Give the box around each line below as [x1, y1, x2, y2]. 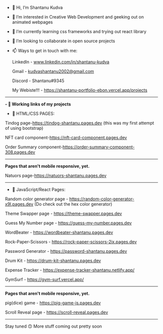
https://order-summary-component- [62, 144, 135, 150]
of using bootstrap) [5, 125, 44, 131]
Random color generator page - [5, 196, 68, 202]
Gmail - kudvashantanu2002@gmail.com [12, 69, 95, 74]
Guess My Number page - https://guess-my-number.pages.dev [5, 220, 132, 226]
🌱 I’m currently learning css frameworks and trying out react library [12, 29, 147, 34]
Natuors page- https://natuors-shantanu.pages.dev [5, 173, 107, 178]
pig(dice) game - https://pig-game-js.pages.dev [5, 300, 101, 306]
